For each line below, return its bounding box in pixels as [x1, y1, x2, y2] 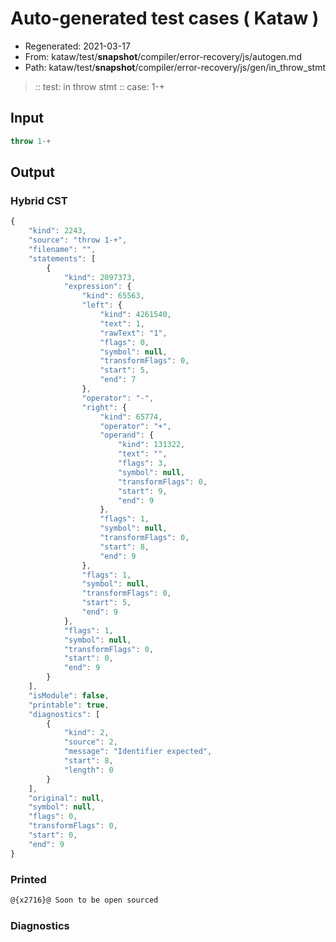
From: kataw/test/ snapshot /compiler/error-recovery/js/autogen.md [24, 50, 302, 62]
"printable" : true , [28, 700, 110, 710]
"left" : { [81, 300, 123, 311]
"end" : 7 [99, 375, 137, 385]
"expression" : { [63, 282, 132, 292]
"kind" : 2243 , [28, 226, 87, 236]
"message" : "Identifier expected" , [63, 747, 213, 757]
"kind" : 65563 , [81, 291, 145, 301]
